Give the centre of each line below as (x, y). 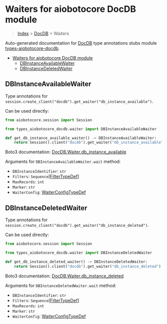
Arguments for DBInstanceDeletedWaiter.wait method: (61, 285)
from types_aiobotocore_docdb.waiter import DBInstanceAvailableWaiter (81, 129)
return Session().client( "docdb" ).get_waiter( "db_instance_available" (89, 142)
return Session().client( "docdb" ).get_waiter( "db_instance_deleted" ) (88, 266)
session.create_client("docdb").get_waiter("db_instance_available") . (79, 101)
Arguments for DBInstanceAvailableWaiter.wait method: (63, 162)
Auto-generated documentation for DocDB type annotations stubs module (81, 43)
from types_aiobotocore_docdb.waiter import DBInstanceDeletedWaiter (79, 253)
